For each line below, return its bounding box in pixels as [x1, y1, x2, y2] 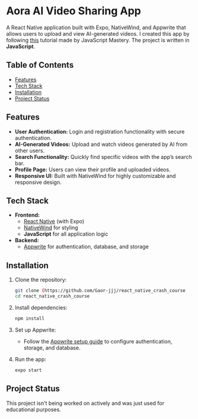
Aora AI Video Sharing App [6, 4, 142, 18]
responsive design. [14, 179, 62, 186]
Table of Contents [6, 60, 74, 70]
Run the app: [14, 355, 46, 362]
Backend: [14, 237, 39, 244]
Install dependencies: [14, 304, 68, 311]
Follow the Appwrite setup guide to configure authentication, [23, 337, 172, 345]
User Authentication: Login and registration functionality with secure [14, 128, 185, 135]
